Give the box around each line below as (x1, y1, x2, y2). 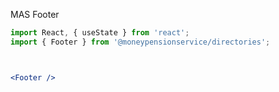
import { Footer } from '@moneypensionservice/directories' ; (10, 37, 271, 47)
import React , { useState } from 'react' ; (10, 28, 190, 38)
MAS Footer (10, 9, 60, 20)
